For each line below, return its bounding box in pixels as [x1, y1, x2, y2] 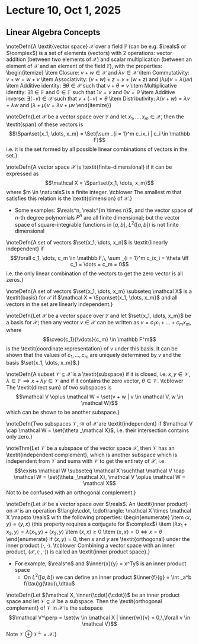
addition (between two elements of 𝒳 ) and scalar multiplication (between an [6, 56, 192, 63]
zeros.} [6, 276, 24, 284]
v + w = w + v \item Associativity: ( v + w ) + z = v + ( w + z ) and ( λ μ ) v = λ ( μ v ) [6, 76, 193, 83]
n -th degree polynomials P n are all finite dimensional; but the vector [14, 212, 181, 221]
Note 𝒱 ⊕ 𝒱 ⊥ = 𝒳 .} [6, 629, 57, 637]
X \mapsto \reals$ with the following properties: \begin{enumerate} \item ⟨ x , [6, 513, 191, 521]
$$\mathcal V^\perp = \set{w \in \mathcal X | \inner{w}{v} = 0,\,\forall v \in [8, 614, 191, 621]
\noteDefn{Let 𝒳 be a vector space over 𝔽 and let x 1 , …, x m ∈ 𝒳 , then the [6, 113, 185, 121]
